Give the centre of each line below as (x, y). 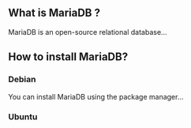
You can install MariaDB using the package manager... (96, 96)
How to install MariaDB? (68, 57)
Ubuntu (23, 117)
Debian (22, 80)
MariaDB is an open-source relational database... (88, 32)
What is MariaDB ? (54, 13)
